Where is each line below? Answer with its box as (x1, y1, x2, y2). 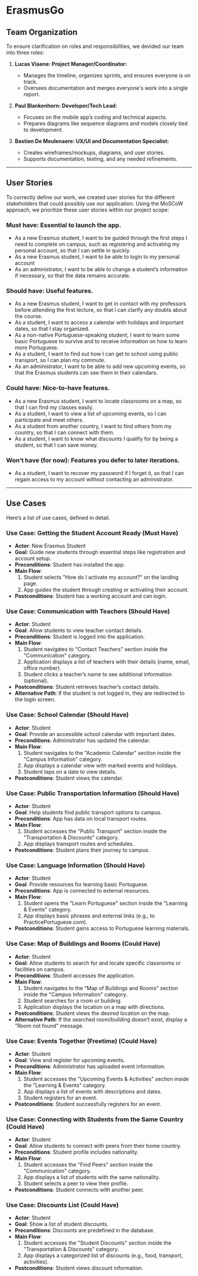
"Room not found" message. (14, 1022, 84, 1029)
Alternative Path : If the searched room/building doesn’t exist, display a (14, 1015, 187, 1023)
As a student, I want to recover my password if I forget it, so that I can (14, 470, 184, 476)
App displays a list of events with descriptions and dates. (23, 1088, 162, 1095)
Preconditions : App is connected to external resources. (14, 887, 150, 894)
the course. (14, 313, 43, 320)
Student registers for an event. (23, 1094, 98, 1101)
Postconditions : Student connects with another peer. (14, 1186, 144, 1193)
